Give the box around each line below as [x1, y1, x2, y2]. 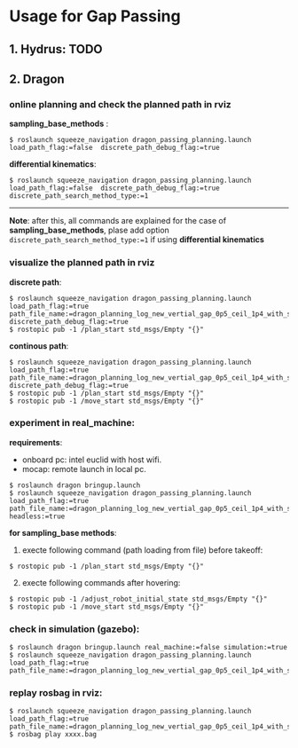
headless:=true [9, 512, 66, 521]
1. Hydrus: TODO [9, 42, 104, 57]
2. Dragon [9, 71, 65, 86]
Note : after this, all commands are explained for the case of [9, 216, 227, 226]
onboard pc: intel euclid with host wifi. [21, 454, 162, 465]
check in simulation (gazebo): [9, 623, 140, 635]
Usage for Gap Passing [9, 6, 181, 27]
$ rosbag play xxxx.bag [9, 730, 98, 739]
